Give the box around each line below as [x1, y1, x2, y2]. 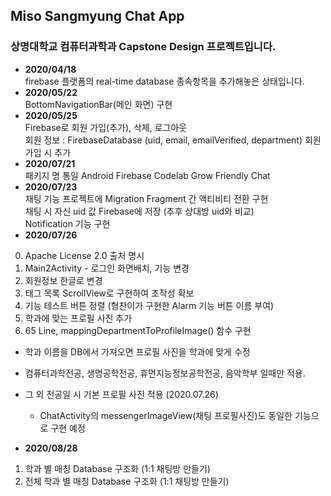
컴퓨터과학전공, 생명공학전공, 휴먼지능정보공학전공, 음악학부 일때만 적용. [24, 367, 306, 379]
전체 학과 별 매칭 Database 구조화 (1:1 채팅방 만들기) [24, 475, 230, 487]
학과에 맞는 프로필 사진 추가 [24, 312, 133, 324]
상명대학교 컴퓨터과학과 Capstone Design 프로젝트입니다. [10, 40, 277, 54]
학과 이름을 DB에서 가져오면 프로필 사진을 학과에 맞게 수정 [24, 345, 251, 358]
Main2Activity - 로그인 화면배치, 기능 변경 [24, 262, 190, 274]
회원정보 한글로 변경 [24, 274, 103, 286]
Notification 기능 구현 [24, 217, 111, 229]
